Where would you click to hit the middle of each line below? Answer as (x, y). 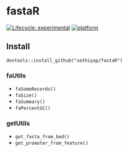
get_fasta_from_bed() (42, 137)
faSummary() (30, 102)
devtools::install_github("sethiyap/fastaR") (64, 60)
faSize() (26, 96)
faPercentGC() (33, 108)
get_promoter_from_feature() (52, 143)
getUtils (18, 123)
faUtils (16, 75)
